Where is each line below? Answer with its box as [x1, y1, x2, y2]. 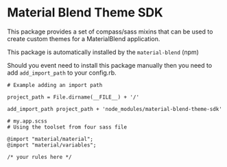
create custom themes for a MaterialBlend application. [7, 34, 160, 42]
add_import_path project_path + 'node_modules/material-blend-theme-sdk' [7, 105, 223, 112]
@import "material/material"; [7, 136, 94, 142]
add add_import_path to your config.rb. [7, 68, 117, 77]
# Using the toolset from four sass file [7, 123, 128, 131]
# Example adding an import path [7, 81, 103, 88]
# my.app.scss [7, 118, 48, 125]
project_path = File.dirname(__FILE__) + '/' [7, 94, 139, 101]
